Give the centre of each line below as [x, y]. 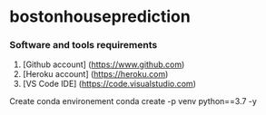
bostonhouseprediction [100, 17]
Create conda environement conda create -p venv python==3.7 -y [133, 101]
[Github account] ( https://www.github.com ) [103, 64]
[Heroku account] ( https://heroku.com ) [95, 74]
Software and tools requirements [84, 45]
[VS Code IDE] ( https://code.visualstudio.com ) [109, 84]
